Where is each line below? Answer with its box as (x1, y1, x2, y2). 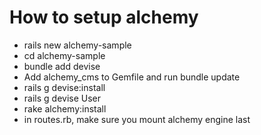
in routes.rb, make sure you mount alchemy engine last (23, 113, 251, 125)
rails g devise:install (23, 81, 106, 93)
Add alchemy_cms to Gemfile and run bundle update (23, 71, 241, 83)
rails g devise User (23, 92, 102, 104)
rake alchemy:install (23, 102, 107, 115)
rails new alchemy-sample (23, 39, 132, 51)
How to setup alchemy (9, 6, 199, 29)
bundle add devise (23, 60, 101, 72)
